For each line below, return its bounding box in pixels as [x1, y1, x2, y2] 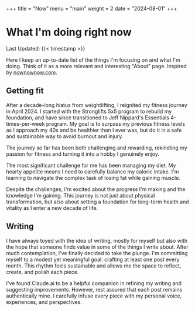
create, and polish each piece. [6, 268, 79, 275]
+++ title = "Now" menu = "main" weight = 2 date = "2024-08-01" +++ [6, 5, 177, 12]
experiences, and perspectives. [6, 298, 82, 305]
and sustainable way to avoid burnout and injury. [6, 132, 124, 140]
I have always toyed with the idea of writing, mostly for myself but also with [6, 237, 188, 244]
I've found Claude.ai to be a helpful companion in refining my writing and [6, 279, 182, 287]
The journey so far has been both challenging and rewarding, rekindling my [6, 144, 187, 151]
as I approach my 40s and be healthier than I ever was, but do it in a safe [6, 126, 182, 133]
